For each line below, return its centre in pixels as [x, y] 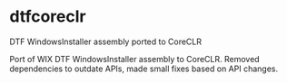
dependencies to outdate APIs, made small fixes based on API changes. [144, 69]
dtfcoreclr [48, 17]
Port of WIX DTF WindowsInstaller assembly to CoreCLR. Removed [135, 59]
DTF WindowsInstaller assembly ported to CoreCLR [106, 41]
